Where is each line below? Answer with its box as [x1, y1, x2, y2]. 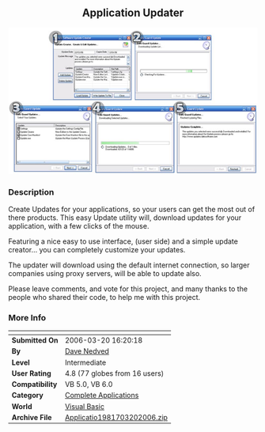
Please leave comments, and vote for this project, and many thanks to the [8, 284, 248, 294]
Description [8, 186, 55, 197]
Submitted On [11, 335, 59, 345]
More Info [8, 312, 47, 323]
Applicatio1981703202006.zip [64, 412, 168, 422]
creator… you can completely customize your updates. [8, 245, 186, 255]
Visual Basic [64, 401, 105, 411]
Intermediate [64, 358, 107, 367]
